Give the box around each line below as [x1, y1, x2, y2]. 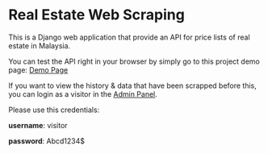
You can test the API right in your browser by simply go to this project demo [8, 56, 260, 66]
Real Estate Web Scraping [8, 6, 186, 24]
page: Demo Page [8, 65, 69, 74]
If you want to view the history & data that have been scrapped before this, [8, 81, 257, 90]
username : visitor [8, 120, 68, 130]
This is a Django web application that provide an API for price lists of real [8, 32, 250, 42]
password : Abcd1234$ [8, 135, 85, 146]
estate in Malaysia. [8, 40, 71, 50]
